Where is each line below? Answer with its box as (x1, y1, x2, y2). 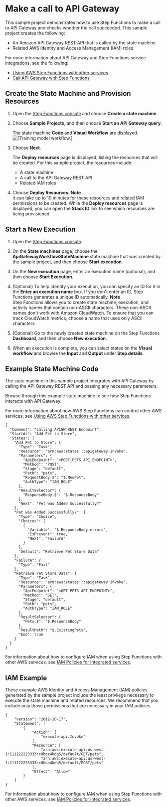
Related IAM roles (19, 180, 56, 186)
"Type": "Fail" (18, 562, 50, 567)
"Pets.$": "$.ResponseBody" (23, 619, 81, 624)
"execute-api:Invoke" (40, 734, 86, 739)
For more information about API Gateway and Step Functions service (5, 54, 146, 60)
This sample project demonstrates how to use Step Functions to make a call (5, 19, 161, 25)
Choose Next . (12, 145, 41, 151)
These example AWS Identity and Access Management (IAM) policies (5, 687, 148, 693)
